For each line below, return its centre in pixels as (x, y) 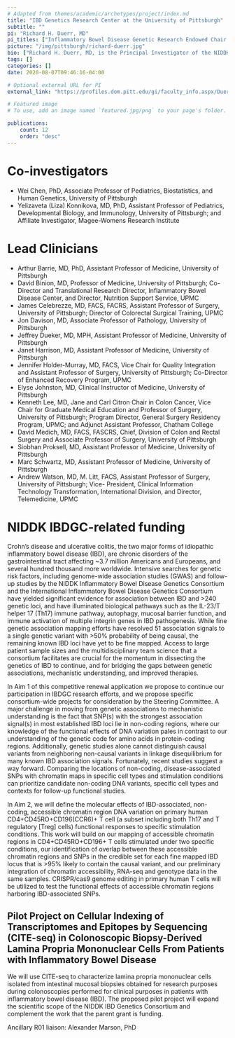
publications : (28, 123)
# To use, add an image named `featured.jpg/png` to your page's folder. (117, 111)
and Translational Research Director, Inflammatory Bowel (124, 290)
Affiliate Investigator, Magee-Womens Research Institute (98, 220)
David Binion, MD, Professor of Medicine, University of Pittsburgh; (112, 283)
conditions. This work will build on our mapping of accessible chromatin (111, 834)
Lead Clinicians (53, 248)
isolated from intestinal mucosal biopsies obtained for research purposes (113, 984)
